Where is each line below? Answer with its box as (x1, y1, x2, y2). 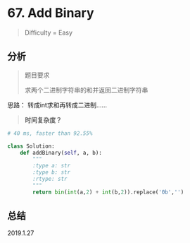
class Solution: (7, 143, 55, 150)
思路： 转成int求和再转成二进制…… (7, 100, 108, 109)
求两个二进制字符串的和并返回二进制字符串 (24, 85, 148, 94)
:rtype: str (32, 175, 68, 182)
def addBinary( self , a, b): (20, 149, 102, 156)
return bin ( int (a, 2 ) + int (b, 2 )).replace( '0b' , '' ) (32, 189, 184, 196)
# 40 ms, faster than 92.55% (7, 129, 93, 137)
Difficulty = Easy (24, 28, 72, 37)
